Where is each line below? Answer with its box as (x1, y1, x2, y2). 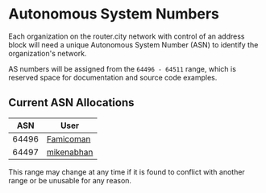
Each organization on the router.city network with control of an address (8, 31, 245, 41)
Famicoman (46, 133, 91, 145)
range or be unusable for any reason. (8, 175, 131, 185)
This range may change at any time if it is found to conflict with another (8, 166, 246, 177)
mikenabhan (46, 146, 94, 158)
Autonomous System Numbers (8, 5, 220, 23)
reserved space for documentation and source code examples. (8, 72, 218, 82)
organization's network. (8, 48, 87, 58)
